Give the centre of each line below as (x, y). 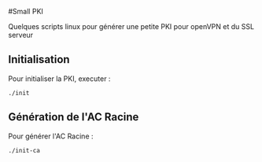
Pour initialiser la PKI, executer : (59, 79)
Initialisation (39, 59)
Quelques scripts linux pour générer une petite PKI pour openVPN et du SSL (131, 26)
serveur (21, 35)
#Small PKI (26, 11)
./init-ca (24, 150)
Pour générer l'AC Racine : (51, 136)
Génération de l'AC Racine (74, 117)
